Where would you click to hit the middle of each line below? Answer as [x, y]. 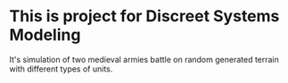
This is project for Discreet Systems [144, 16]
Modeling [45, 35]
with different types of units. [61, 69]
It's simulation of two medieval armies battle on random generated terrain [144, 59]
